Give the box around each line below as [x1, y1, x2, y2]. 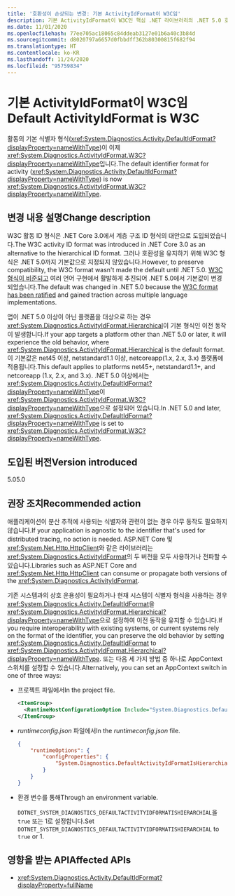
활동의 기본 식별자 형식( [7, 134, 71, 142]
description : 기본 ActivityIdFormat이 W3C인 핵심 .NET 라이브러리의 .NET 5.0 [7, 17, 222, 24]
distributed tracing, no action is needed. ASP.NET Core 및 [7, 535, 173, 543]
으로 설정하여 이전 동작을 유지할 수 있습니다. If [99, 616, 222, 624]
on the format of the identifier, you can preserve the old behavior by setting [7, 631, 225, 639]
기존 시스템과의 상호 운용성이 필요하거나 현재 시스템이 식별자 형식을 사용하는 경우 [7, 591, 228, 599]
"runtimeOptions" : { [30, 747, 90, 754]
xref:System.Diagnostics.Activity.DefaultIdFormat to [7, 639, 157, 647]
